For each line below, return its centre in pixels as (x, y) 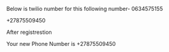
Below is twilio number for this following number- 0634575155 (85, 9)
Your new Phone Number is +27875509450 (61, 44)
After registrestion (29, 32)
